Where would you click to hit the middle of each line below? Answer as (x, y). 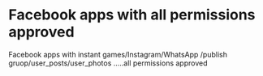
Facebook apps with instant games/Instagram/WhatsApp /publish (118, 54)
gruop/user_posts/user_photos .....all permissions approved (108, 63)
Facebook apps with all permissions (132, 15)
